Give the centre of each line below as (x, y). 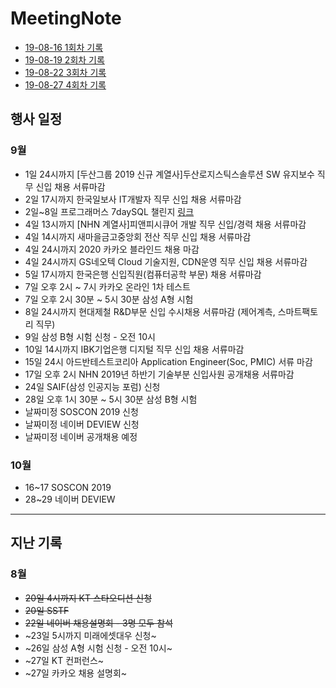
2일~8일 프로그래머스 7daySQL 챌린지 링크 (109, 211)
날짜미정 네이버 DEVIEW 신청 (82, 424)
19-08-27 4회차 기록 (65, 84)
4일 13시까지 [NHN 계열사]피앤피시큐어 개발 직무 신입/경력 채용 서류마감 (165, 224)
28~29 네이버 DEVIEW (70, 499)
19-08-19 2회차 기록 (64, 59)
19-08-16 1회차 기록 (64, 47)
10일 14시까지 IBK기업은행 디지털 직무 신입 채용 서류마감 (134, 349)
